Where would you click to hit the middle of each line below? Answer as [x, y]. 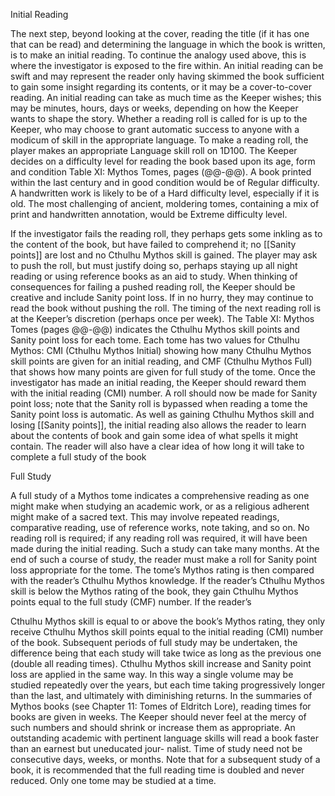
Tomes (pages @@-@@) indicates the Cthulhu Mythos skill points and [155, 329]
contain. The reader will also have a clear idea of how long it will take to [157, 446]
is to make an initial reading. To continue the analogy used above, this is [158, 55]
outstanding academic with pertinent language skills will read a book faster [164, 738]
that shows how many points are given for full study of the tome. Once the [163, 372]
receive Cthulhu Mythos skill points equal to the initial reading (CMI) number [167, 632]
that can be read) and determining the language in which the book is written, [168, 44]
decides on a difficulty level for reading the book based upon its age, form [163, 161]
